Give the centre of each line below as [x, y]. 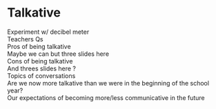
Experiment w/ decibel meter [48, 32]
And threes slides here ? [41, 68]
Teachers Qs [25, 39]
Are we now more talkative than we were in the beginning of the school [108, 83]
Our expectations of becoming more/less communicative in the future [106, 97]
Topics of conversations [41, 76]
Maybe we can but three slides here [58, 54]
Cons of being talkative [40, 61]
